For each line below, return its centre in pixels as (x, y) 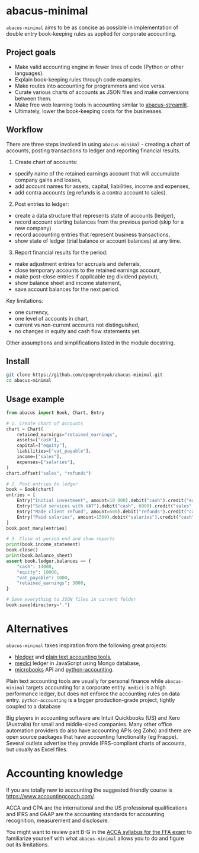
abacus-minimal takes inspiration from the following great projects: (87, 645)
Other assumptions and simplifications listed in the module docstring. (91, 343)
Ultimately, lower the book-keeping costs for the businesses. (89, 111)
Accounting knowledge (65, 774)
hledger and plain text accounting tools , (63, 657)
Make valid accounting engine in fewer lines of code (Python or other (99, 67)
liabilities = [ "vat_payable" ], (54, 451)
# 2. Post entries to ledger (42, 484)
